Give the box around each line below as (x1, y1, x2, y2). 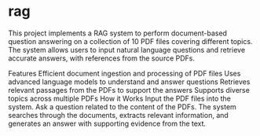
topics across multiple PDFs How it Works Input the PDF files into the (8, 94, 232, 103)
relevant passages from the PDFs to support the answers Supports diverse (8, 85, 250, 94)
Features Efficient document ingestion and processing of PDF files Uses (8, 68, 241, 78)
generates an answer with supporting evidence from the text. (8, 119, 207, 128)
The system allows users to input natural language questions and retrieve (8, 45, 246, 54)
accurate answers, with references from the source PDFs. (8, 53, 195, 63)
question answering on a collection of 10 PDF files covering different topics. (8, 36, 253, 46)
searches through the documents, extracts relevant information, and (8, 110, 229, 119)
